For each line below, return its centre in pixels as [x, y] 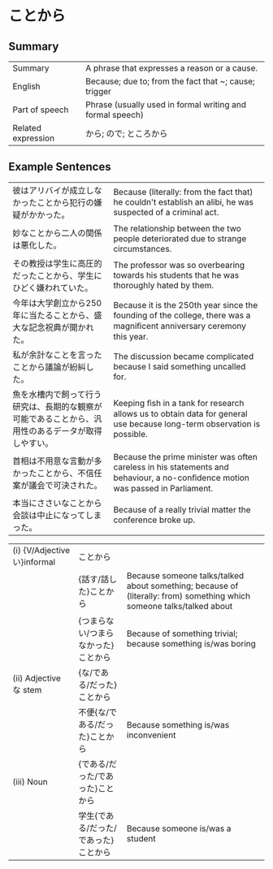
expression [34, 138]
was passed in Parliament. [163, 488]
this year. [131, 336]
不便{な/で [98, 712]
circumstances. [143, 249]
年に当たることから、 [54, 315]
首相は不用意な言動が [54, 460]
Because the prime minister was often [185, 456]
